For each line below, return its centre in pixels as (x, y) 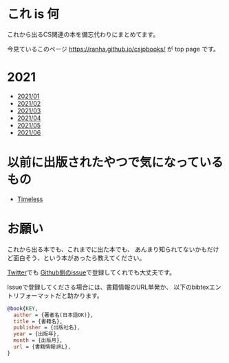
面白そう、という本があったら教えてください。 (79, 257)
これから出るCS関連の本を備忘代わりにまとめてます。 (83, 34)
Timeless (30, 199)
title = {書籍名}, (38, 321)
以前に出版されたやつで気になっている (115, 163)
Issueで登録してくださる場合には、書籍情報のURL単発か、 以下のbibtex (108, 287)
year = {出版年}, (36, 334)
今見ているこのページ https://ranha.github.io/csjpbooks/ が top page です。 (113, 49)
